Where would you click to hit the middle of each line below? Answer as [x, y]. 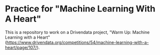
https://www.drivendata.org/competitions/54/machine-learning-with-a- [78, 42]
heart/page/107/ [21, 47]
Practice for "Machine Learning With [80, 9]
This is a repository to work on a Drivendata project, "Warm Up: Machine [77, 32]
